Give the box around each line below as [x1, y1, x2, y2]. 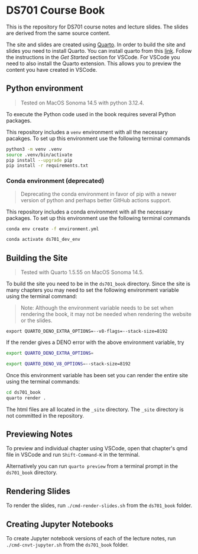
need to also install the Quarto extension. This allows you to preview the [6, 60, 181, 67]
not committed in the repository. [6, 412, 85, 419]
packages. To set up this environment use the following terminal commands [6, 214, 191, 221]
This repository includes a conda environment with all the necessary [6, 208, 173, 215]
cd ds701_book [6, 389, 41, 395]
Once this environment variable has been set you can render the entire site [6, 371, 188, 378]
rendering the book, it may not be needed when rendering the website [20, 311, 192, 318]
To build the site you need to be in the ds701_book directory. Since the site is [6, 280, 191, 288]
